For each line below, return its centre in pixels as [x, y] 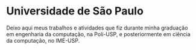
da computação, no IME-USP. [43, 40]
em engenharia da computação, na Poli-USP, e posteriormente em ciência [99, 34]
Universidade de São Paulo [75, 11]
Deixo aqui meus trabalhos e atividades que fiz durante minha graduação [97, 28]
